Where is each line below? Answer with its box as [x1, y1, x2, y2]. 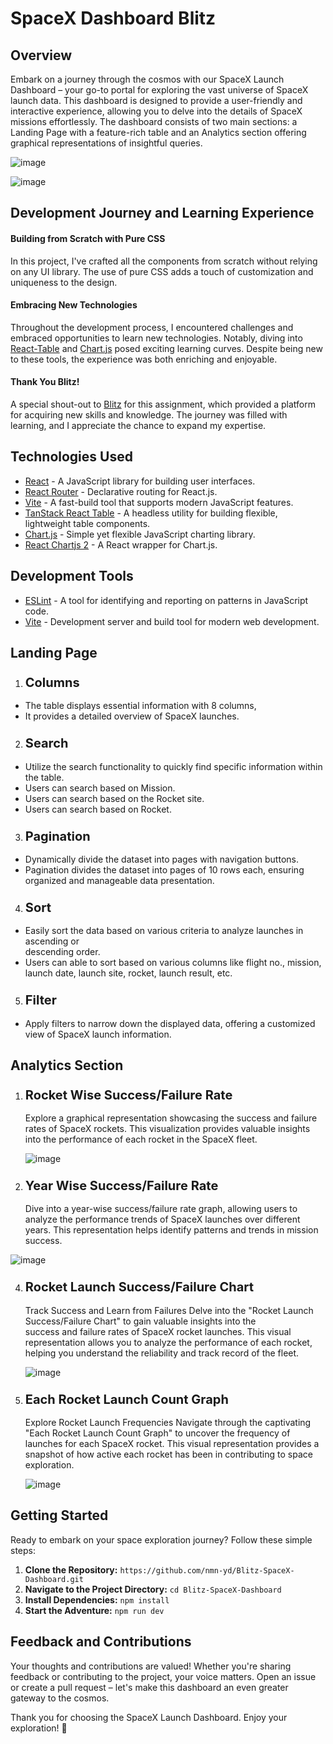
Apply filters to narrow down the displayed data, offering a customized [24, 1017, 316, 1029]
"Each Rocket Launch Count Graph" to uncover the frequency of [24, 1427, 291, 1439]
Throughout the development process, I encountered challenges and [10, 321, 294, 333]
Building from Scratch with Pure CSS [10, 232, 166, 244]
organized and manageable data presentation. [24, 874, 215, 886]
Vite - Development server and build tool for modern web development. [24, 615, 320, 627]
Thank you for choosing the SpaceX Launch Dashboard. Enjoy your [10, 1711, 288, 1723]
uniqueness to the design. [10, 276, 118, 288]
